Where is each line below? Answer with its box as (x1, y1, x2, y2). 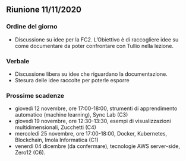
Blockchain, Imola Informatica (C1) (14, 136, 99, 144)
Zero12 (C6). (14, 149, 46, 156)
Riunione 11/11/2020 (6, 5, 82, 15)
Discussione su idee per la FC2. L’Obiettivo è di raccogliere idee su (14, 36, 179, 43)
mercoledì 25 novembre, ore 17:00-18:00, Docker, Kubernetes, (14, 130, 168, 137)
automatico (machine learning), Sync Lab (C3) (14, 111, 128, 118)
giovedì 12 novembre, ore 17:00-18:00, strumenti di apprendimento (14, 105, 178, 112)
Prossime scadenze (6, 91, 64, 99)
